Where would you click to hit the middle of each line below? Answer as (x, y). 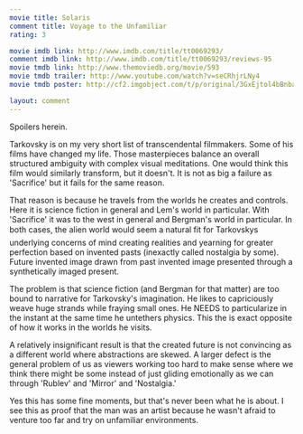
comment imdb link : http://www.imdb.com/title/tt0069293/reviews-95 (141, 60)
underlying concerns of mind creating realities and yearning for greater (141, 242)
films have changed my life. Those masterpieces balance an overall (134, 154)
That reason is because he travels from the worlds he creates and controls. (149, 200)
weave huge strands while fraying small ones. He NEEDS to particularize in (148, 307)
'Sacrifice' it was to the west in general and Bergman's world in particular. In (151, 219)
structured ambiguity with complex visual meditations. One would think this (149, 163)
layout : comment (40, 100)
